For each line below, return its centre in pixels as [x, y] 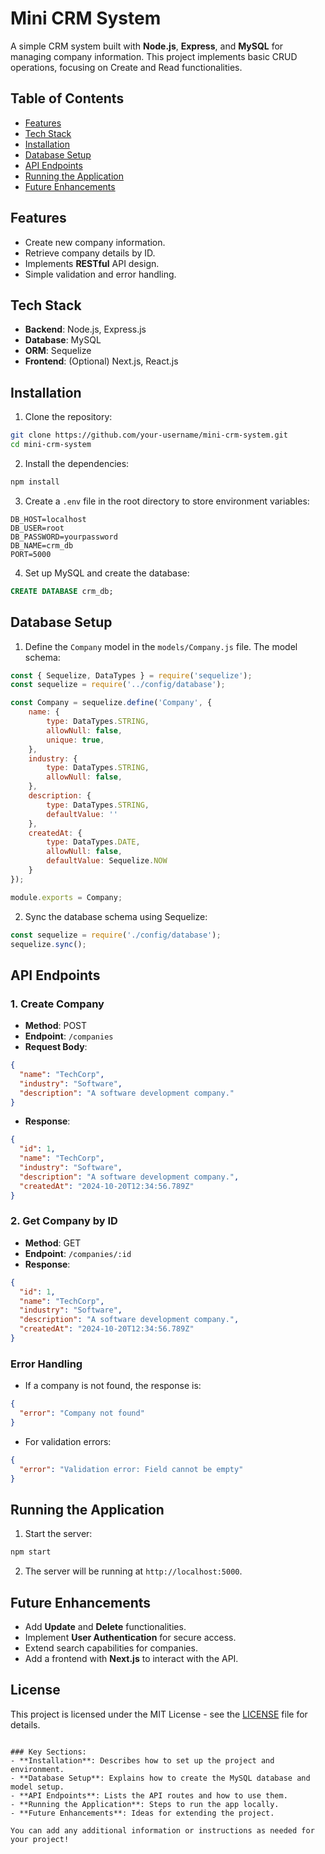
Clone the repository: [68, 417]
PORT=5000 [31, 554]
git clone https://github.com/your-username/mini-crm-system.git [149, 435]
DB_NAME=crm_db [42, 545]
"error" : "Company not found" [82, 1413]
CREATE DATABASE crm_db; [62, 591]
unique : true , [75, 740]
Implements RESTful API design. [92, 263]
